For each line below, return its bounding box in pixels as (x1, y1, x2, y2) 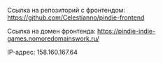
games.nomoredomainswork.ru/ (7, 34, 99, 43)
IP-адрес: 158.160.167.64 (7, 48, 78, 56)
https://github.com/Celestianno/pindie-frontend (7, 13, 145, 22)
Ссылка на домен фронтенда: (7, 27, 96, 35)
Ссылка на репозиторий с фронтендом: (7, 6, 126, 14)
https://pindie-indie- (97, 27, 156, 35)
